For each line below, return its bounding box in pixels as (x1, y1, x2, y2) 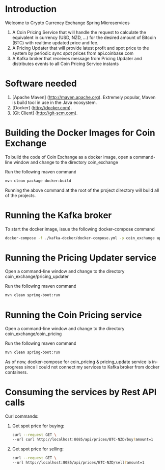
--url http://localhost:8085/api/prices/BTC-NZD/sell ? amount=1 (12, 460, 145, 465)
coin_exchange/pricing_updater (5, 273, 69, 279)
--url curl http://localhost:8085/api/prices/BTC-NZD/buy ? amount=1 (12, 437, 153, 442)
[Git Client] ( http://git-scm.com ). (12, 110, 78, 116)
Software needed (5, 78, 77, 89)
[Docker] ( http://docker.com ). (12, 104, 72, 110)
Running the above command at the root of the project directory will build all (5, 187, 159, 193)
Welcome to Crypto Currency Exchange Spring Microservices (5, 20, 130, 26)
